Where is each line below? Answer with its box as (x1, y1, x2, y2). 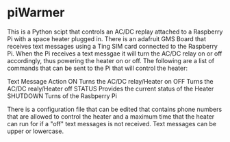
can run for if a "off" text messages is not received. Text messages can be (7, 119, 217, 128)
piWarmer (7, 5, 65, 21)
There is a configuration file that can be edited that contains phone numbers (7, 105, 222, 113)
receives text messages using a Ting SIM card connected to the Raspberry (7, 42, 218, 50)
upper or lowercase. (7, 127, 64, 135)
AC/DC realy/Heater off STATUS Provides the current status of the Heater (7, 84, 214, 93)
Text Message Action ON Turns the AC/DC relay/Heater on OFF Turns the (7, 77, 214, 85)
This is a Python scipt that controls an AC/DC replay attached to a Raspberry (7, 27, 223, 36)
